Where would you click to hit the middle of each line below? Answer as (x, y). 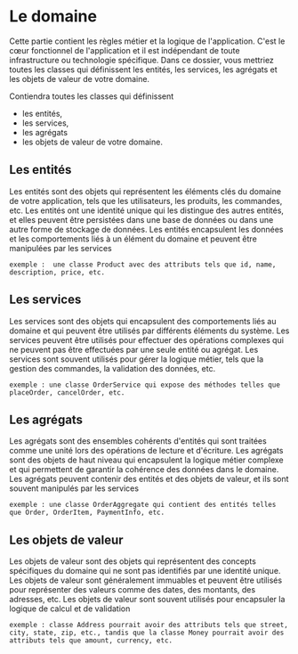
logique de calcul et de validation (70, 609)
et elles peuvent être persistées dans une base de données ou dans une (141, 219)
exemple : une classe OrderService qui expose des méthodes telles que (145, 385)
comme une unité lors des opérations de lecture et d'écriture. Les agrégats (146, 451)
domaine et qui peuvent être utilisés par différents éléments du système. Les (149, 331)
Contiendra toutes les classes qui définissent (92, 96)
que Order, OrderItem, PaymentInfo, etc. (87, 513)
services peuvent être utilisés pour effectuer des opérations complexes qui (147, 339)
